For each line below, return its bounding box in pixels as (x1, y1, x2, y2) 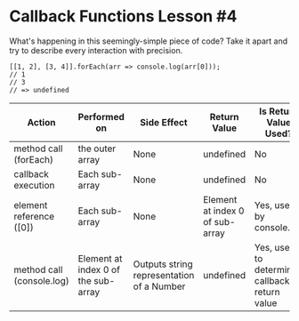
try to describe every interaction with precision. (9, 44, 183, 55)
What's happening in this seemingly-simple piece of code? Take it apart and (9, 36, 288, 46)
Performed (77, 110, 125, 123)
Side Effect (140, 116, 189, 128)
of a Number (133, 280, 186, 293)
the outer (77, 142, 117, 155)
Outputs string (133, 258, 193, 270)
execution (13, 179, 55, 191)
